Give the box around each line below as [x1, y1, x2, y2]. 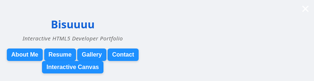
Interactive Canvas [46, 63, 100, 70]
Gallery [81, 51, 102, 58]
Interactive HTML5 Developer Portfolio [22, 34, 123, 42]
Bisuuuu [50, 16, 95, 32]
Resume [48, 51, 72, 58]
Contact [112, 51, 134, 58]
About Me [11, 51, 39, 58]
